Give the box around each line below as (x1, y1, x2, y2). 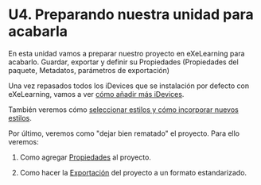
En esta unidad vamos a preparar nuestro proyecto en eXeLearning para (8, 48, 245, 58)
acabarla (8, 22, 68, 40)
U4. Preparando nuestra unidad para (8, 6, 254, 24)
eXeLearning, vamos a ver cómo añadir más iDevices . (8, 89, 185, 98)
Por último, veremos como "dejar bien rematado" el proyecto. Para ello (8, 129, 240, 138)
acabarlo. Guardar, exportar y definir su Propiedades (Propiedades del (8, 57, 239, 67)
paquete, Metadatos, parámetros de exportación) (8, 65, 169, 75)
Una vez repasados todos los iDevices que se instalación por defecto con (8, 81, 249, 91)
